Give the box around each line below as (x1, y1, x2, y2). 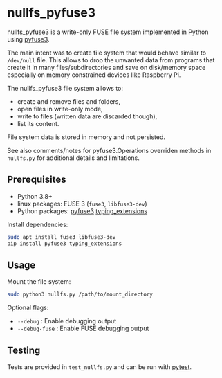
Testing (7, 344, 41, 356)
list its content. (17, 119, 59, 127)
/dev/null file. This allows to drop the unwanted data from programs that (7, 55, 215, 64)
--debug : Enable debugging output (17, 317, 117, 325)
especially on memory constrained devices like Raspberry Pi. (7, 71, 181, 79)
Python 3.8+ (17, 192, 53, 200)
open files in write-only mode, (17, 105, 103, 113)
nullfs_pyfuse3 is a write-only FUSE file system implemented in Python (7, 28, 209, 36)
